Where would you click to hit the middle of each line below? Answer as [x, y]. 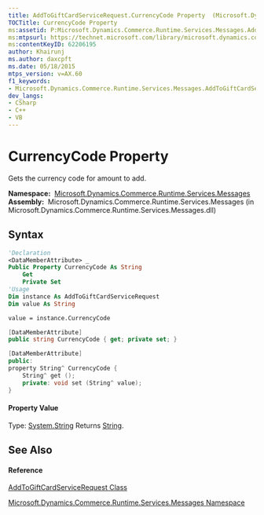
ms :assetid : [27, 30]
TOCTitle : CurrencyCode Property [63, 23]
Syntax [26, 235]
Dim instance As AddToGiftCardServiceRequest [84, 296]
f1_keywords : [29, 81]
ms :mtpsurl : [27, 37]
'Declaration [29, 253]
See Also [30, 450]
